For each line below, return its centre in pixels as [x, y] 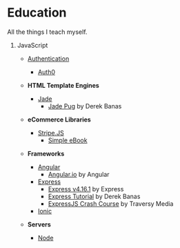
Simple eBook [68, 140]
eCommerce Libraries [59, 120]
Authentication [48, 58]
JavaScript [32, 45]
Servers [39, 224]
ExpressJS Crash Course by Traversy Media [111, 203]
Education [37, 13]
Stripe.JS [51, 133]
